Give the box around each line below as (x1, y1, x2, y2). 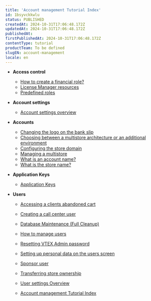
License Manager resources (20, 84, 79, 90)
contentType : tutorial (5, 41, 53, 46)
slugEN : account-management (5, 50, 65, 55)
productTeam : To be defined (5, 45, 65, 51)
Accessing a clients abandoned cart (20, 201, 96, 207)
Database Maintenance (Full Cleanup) (20, 221, 100, 227)
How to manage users (20, 231, 67, 237)
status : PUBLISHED (5, 17, 44, 22)
